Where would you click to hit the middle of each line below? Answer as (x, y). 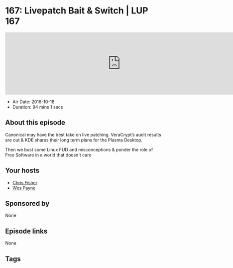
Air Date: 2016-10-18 (33, 102)
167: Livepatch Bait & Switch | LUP (77, 11)
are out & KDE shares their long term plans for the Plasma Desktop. (74, 140)
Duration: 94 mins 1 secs (38, 107)
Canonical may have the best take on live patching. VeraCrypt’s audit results (83, 134)
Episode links (26, 231)
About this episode (35, 123)
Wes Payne (24, 188)
